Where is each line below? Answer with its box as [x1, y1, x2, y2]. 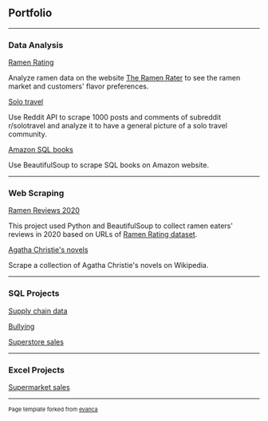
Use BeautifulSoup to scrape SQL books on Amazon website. [8, 160, 210, 170]
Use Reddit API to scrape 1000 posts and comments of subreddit [8, 112, 222, 122]
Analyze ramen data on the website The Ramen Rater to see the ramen [8, 73, 241, 83]
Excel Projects [8, 364, 65, 376]
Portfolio [8, 6, 53, 20]
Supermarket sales [8, 383, 70, 391]
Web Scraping [8, 187, 65, 199]
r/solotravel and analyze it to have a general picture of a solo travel [8, 121, 227, 131]
